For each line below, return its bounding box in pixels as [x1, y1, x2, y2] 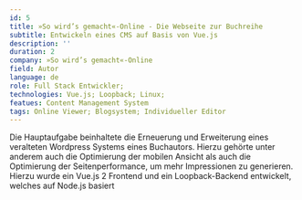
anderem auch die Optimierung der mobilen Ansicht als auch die [9, 152, 251, 163]
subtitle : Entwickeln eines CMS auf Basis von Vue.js [9, 30, 219, 39]
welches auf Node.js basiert [9, 180, 115, 192]
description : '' [9, 38, 71, 48]
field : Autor [9, 65, 59, 74]
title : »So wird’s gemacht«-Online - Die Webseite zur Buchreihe [9, 22, 263, 31]
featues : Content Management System [9, 98, 149, 108]
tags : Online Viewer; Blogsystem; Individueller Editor [9, 107, 226, 116]
